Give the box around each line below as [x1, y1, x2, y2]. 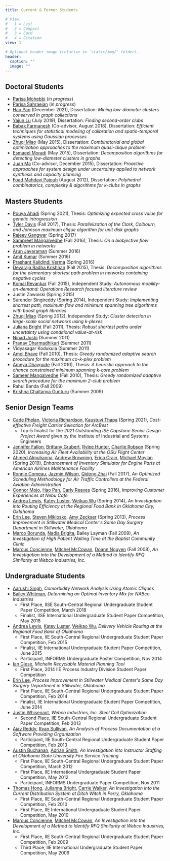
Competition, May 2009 [20, 849, 70, 856]
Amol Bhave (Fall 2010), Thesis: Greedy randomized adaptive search [12, 351, 156, 357]
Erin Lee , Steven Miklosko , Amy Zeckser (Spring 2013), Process [12, 514, 146, 520]
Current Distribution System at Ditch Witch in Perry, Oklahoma [12, 790, 143, 796]
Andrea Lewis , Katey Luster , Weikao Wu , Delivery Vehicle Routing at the [12, 623, 163, 629]
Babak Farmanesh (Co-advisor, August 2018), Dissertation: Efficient [12, 123, 154, 129]
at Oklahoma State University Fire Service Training [12, 752, 119, 758]
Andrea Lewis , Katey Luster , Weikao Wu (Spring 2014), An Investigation [12, 497, 162, 503]
